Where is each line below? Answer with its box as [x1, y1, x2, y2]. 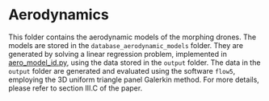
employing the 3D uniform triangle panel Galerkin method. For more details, [8, 75, 260, 84]
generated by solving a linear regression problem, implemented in [8, 49, 228, 59]
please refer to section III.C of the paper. [8, 83, 143, 93]
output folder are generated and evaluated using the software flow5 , [8, 66, 236, 75]
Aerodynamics [8, 6, 109, 24]
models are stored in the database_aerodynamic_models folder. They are [8, 40, 244, 50]
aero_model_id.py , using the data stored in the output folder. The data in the [8, 58, 261, 67]
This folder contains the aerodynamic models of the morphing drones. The [8, 32, 257, 42]
